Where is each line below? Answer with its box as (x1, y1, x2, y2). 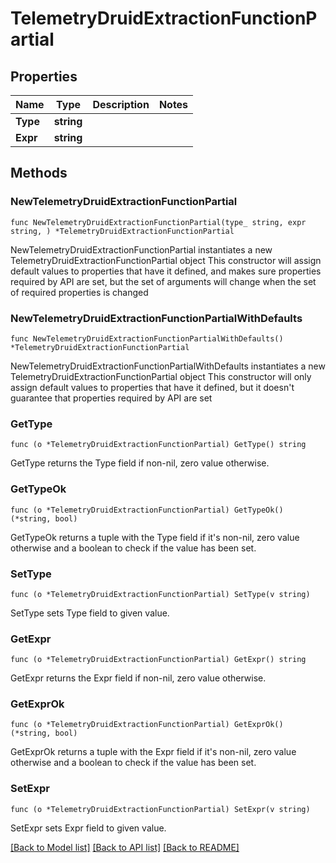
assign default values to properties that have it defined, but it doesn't (10, 381, 295, 393)
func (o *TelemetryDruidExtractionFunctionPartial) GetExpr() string (10, 655, 307, 665)
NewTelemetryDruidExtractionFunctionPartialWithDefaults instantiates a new (10, 360, 326, 372)
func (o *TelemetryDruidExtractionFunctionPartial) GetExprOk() (10, 720, 284, 730)
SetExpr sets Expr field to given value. (10, 822, 167, 834)
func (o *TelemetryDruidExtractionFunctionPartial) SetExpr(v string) (10, 804, 311, 814)
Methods (10, 165, 68, 182)
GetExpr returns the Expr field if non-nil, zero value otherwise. (10, 672, 267, 684)
